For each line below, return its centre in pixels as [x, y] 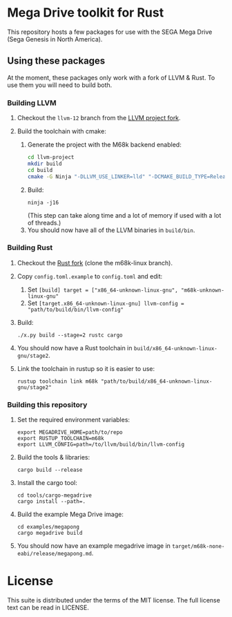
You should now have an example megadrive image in [94, 546]
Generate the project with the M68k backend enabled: [104, 145]
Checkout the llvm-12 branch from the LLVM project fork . [99, 118]
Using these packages [56, 61]
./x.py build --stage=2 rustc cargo [70, 335]
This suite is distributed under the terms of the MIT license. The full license [114, 600]
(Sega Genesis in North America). [55, 39]
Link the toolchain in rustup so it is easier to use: [86, 368]
